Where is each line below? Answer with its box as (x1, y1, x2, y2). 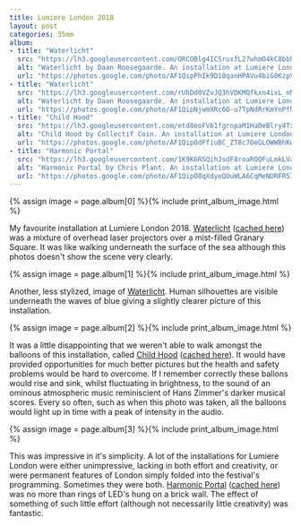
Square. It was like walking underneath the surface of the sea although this (9, 242, 287, 253)
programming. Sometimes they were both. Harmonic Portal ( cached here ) (9, 479, 280, 490)
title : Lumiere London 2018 (9, 13, 115, 22)
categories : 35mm (9, 30, 74, 39)
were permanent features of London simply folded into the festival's (9, 470, 260, 480)
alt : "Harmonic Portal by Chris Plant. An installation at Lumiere (17, 163, 275, 172)
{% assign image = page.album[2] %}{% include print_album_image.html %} (9, 323, 292, 333)
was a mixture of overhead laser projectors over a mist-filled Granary (9, 232, 264, 243)
